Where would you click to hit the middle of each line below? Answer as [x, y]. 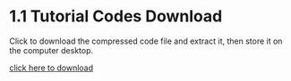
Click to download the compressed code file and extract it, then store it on [146, 41]
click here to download [51, 68]
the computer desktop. [51, 50]
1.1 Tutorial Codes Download [116, 16]
